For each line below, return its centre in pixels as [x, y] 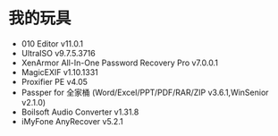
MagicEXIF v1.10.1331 [60, 72]
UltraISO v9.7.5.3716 [58, 53]
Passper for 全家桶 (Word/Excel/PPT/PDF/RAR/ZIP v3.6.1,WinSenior [145, 92]
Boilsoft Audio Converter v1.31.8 [80, 112]
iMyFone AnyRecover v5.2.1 [72, 121]
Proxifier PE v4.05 [55, 81]
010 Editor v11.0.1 [52, 43]
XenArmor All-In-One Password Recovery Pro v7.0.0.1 [119, 63]
